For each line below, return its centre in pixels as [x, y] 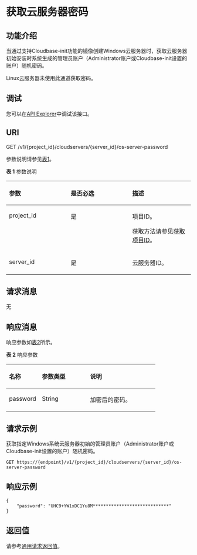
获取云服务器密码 [47, 12]
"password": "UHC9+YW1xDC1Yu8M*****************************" [94, 506]
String [50, 399]
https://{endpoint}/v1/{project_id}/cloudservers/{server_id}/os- [99, 463]
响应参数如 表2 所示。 [31, 343]
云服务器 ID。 [150, 262]
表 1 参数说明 [21, 171]
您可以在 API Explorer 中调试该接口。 [49, 114]
